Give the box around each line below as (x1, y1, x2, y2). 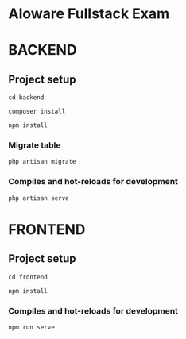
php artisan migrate (8, 158, 77, 166)
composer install (8, 108, 66, 116)
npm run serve (8, 323, 56, 332)
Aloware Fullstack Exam (8, 5, 170, 23)
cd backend (8, 94, 45, 102)
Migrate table (8, 140, 61, 151)
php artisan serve (8, 194, 69, 202)
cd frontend (8, 273, 48, 281)
